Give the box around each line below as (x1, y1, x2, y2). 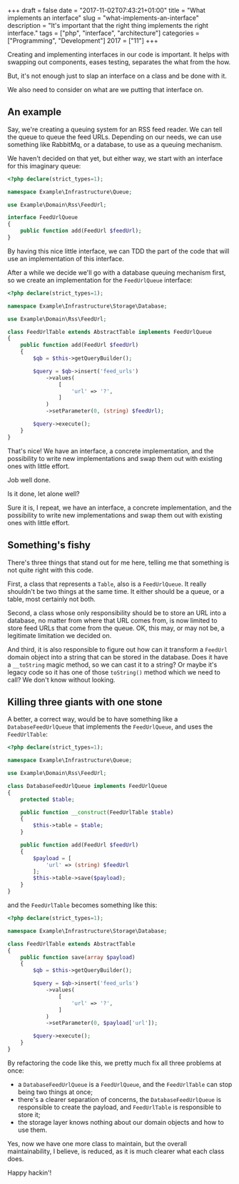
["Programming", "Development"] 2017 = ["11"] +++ (7, 36, 158, 45)
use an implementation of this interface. (7, 254, 125, 263)
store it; (17, 1110, 41, 1119)
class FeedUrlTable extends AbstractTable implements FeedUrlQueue (7, 328, 213, 335)
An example (7, 106, 62, 118)
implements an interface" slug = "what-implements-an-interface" (7, 14, 200, 22)
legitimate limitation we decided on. (7, 631, 112, 639)
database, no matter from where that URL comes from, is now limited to (7, 616, 218, 624)
